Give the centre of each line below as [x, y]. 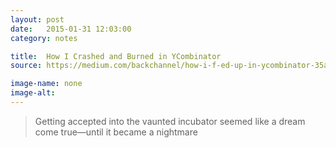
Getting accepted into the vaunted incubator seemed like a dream [170, 121]
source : [26, 66]
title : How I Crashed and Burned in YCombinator [116, 56]
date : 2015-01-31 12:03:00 [71, 29]
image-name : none [46, 84]
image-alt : [33, 93]
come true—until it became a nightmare [116, 132]
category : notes [44, 38]
